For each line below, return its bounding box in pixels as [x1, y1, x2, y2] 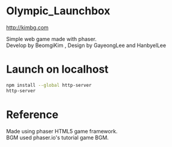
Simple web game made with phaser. [6, 35, 97, 42]
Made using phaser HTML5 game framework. [6, 127, 118, 135]
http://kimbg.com [6, 24, 49, 31]
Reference [6, 108, 58, 121]
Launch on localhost [6, 62, 109, 76]
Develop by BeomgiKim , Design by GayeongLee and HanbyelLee [6, 42, 167, 49]
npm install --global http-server [6, 82, 92, 88]
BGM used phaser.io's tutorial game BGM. [6, 134, 109, 141]
